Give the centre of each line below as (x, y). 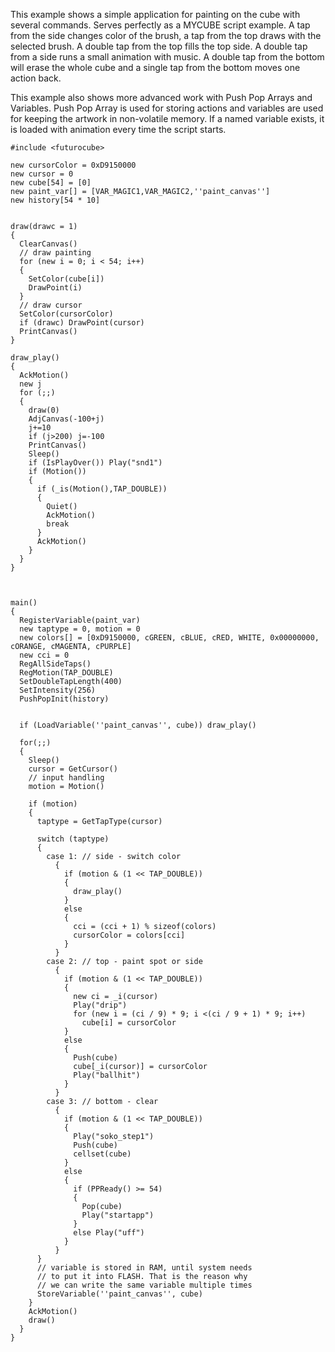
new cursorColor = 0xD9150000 (73, 165)
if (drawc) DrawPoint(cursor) (82, 323)
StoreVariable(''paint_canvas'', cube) (119, 1294)
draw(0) (44, 410)
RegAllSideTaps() (55, 664)
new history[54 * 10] (55, 200)
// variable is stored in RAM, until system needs (144, 1268)
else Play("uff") (109, 1233)
